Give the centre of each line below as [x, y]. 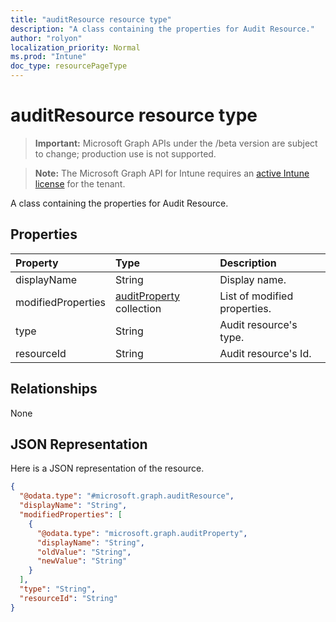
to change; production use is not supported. [125, 153]
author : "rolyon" [46, 38]
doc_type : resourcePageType [69, 66]
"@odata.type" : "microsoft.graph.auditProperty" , [142, 533]
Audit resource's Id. [265, 353]
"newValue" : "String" [82, 561]
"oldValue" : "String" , [84, 552]
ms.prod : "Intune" [48, 57]
